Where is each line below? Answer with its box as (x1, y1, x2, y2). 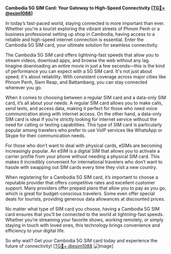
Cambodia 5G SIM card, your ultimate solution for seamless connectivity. (5, 42, 159, 48)
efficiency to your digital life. (5, 228, 65, 234)
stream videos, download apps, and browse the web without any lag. (5, 57, 150, 63)
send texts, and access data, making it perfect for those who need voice (5, 105, 158, 111)
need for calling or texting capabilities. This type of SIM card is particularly (5, 122, 162, 128)
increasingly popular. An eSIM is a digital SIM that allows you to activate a (5, 148, 160, 154)
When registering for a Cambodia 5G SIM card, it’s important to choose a (5, 174, 158, 180)
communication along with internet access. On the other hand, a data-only (5, 111, 162, 117)
